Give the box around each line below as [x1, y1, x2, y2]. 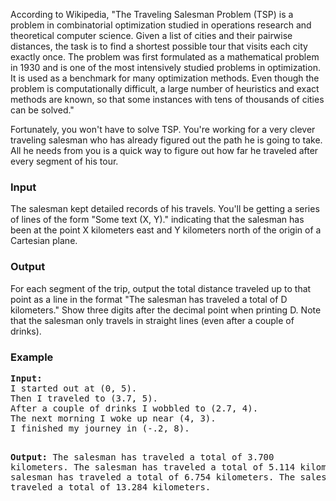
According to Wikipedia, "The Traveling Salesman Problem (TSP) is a [10, 9, 294, 20]
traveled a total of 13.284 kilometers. [10, 481, 212, 493]
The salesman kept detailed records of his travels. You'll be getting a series [10, 203, 320, 215]
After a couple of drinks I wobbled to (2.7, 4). [10, 402, 259, 414]
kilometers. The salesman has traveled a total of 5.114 [10, 461, 296, 473]
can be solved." [10, 104, 75, 116]
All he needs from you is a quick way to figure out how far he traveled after [10, 145, 319, 156]
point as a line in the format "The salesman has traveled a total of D [10, 293, 288, 305]
